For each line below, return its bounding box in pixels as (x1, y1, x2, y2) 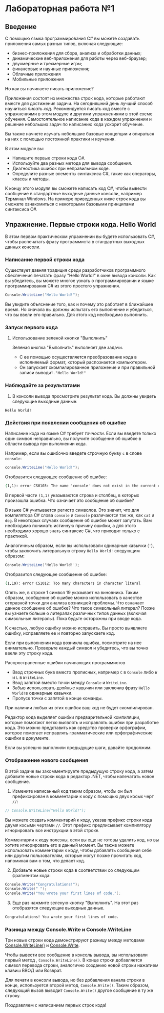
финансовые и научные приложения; (12, 66, 90, 72)
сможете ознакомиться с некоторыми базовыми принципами (5, 201, 135, 207)
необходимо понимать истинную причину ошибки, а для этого (5, 522, 136, 528)
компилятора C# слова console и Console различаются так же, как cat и (5, 512, 155, 518)
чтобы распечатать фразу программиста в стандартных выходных (5, 238, 145, 244)
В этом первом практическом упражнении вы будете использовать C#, (5, 234, 155, 239)
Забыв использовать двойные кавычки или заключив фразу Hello (12, 685, 150, 691)
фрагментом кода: (12, 872, 51, 878)
